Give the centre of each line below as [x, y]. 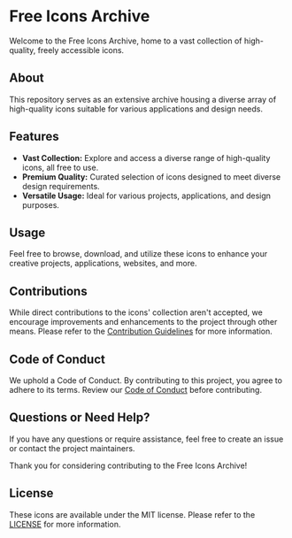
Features [34, 137]
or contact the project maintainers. [72, 448]
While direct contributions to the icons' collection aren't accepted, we [136, 312]
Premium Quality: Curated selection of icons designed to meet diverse [151, 177]
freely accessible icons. [81, 50]
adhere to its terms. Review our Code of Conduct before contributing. [136, 390]
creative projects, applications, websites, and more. [103, 264]
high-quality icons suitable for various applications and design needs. [136, 109]
